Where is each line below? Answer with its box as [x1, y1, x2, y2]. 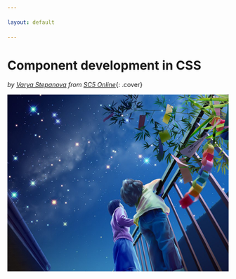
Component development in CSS [7, 57, 202, 73]
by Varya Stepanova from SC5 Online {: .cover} [7, 81, 143, 89]
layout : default [7, 18, 55, 26]
